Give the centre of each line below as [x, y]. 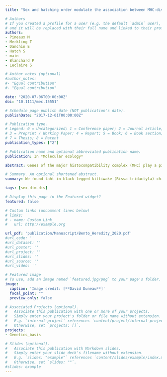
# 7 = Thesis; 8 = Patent [32, 138]
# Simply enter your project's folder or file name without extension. [83, 316]
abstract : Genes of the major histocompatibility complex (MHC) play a [81, 165]
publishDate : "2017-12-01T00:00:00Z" [44, 115]
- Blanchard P [20, 60]
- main [12, 56]
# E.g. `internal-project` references [48, 321]
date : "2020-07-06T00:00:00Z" [37, 97]
